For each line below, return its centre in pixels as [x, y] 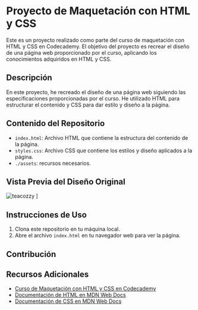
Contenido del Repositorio [56, 123]
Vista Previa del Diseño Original [66, 182]
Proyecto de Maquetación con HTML [98, 11]
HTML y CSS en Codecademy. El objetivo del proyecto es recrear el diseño [98, 46]
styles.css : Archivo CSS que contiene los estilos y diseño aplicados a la [103, 151]
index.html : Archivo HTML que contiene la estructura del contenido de [101, 137]
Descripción [29, 78]
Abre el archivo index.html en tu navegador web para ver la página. [98, 236]
